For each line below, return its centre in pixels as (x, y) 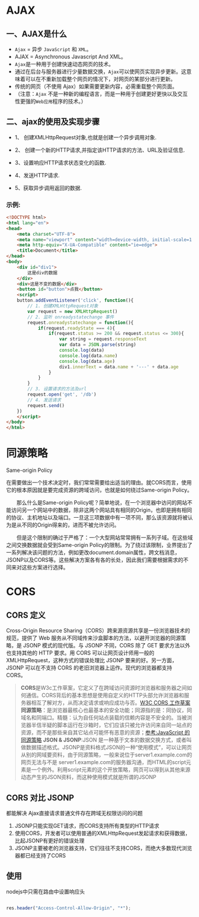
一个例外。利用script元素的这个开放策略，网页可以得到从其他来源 (111, 770)
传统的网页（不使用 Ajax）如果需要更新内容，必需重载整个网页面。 (96, 86)
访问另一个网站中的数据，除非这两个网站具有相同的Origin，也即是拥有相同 (102, 510)
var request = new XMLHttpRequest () (73, 311)
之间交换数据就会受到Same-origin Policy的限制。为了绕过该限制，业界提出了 (99, 545)
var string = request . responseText (103, 339)
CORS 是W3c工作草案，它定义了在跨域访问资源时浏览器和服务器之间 (104, 688)
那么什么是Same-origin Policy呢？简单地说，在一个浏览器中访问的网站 (102, 503)
